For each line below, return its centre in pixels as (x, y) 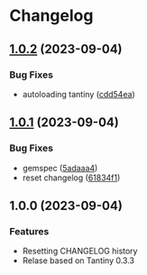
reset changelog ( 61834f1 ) (71, 178)
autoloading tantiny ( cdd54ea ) (78, 94)
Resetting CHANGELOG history (80, 251)
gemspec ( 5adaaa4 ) (60, 168)
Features (29, 231)
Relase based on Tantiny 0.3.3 (78, 261)
